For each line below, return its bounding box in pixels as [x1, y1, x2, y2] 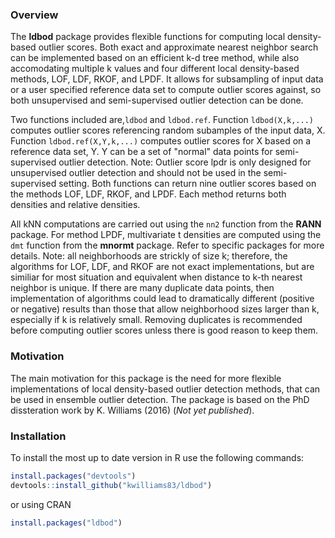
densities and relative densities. [10, 199, 141, 211]
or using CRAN [10, 498, 72, 510]
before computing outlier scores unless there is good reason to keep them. [10, 324, 319, 337]
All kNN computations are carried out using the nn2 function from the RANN [10, 218, 322, 230]
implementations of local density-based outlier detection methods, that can [10, 383, 321, 395]
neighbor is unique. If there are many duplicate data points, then [10, 282, 275, 294]
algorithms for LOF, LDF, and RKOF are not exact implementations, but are [10, 261, 315, 273]
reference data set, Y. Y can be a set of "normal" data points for [10, 146, 273, 158]
